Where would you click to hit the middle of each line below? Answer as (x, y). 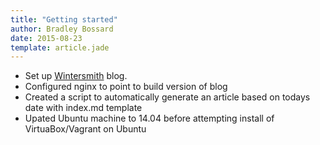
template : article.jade (60, 47)
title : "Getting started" (64, 19)
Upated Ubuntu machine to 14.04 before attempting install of (149, 118)
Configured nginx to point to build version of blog (126, 87)
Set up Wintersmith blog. (76, 76)
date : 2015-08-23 (46, 38)
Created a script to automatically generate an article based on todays (167, 97)
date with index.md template (83, 108)
